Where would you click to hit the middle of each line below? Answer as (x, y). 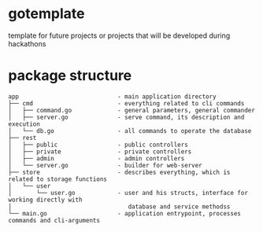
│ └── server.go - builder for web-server (105, 165)
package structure (70, 76)
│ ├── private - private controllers (100, 151)
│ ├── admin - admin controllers (96, 158)
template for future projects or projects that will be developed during (119, 35)
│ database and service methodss (119, 206)
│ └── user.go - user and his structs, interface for (128, 193)
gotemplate (46, 14)
